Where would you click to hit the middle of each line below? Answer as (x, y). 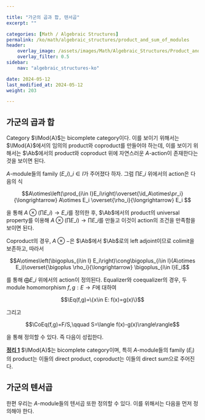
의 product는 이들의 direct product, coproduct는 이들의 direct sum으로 (92, 358)
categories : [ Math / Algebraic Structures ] (63, 34)
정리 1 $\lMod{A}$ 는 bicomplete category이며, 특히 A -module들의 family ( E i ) (101, 350)
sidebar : (17, 62)
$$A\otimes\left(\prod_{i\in (55, 194)
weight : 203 (21, 90)
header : (16, 45)
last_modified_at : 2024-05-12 (45, 85)
